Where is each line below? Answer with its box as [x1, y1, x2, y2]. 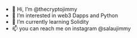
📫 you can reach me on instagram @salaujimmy [11, 25, 131, 32]
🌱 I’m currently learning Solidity [11, 18, 89, 25]
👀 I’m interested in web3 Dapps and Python [11, 12, 118, 19]
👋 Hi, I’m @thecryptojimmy [11, 6, 77, 12]
